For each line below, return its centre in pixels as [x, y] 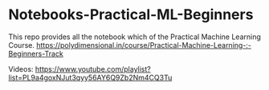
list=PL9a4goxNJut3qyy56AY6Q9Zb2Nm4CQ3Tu [90, 77]
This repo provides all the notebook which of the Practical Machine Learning [134, 37]
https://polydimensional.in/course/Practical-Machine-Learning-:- [143, 45]
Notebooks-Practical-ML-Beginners [131, 15]
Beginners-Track [36, 53]
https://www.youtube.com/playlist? [93, 68]
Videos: [21, 68]
